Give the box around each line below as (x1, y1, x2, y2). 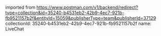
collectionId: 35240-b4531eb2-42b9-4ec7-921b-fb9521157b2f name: (5, 20, 152, 26)
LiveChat (5, 26, 24, 32)
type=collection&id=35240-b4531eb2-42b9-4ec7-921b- (5, 10, 125, 16)
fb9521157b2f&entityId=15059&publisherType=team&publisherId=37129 (5, 15, 156, 21)
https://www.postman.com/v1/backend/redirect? (36, 5, 139, 10)
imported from (5, 5, 36, 10)
